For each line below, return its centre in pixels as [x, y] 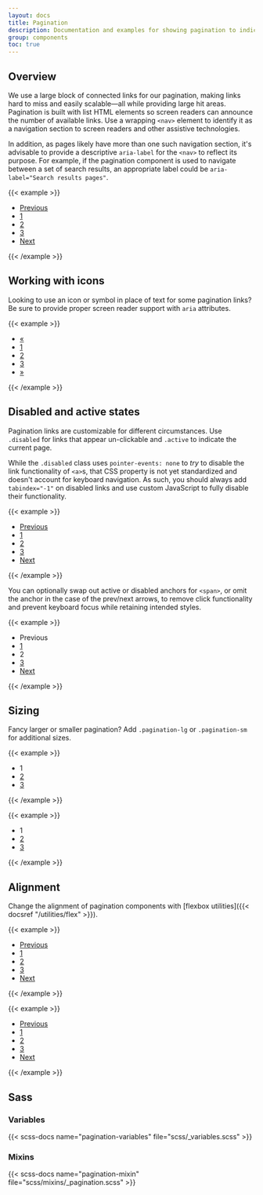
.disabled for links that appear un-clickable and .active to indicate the [122, 439]
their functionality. [37, 496]
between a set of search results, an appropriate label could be [108, 169]
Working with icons [56, 281]
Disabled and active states [74, 412]
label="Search [31, 177]
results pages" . [83, 177]
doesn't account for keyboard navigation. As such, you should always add [128, 479]
